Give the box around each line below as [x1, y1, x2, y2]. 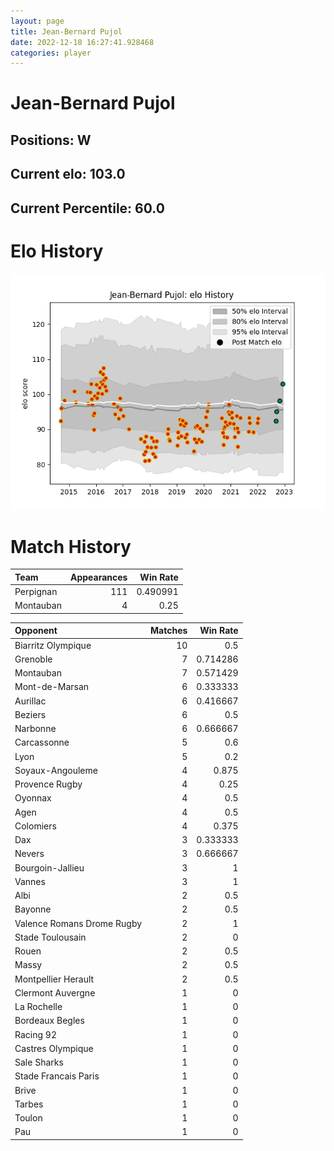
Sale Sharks [14, 1056, 64, 1069]
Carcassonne [14, 736, 70, 749]
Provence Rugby [14, 778, 83, 790]
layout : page [10, 16, 65, 26]
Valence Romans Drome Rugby [14, 917, 143, 929]
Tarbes [14, 1098, 44, 1110]
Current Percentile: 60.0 [10, 200, 165, 217]
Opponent [14, 625, 58, 637]
